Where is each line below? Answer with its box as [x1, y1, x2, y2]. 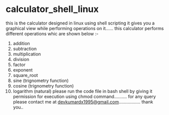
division [13, 56, 30, 62]
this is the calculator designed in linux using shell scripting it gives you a [6, 20, 155, 26]
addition [13, 40, 30, 46]
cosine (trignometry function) [13, 82, 74, 88]
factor [13, 61, 26, 67]
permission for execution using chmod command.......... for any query [13, 93, 156, 99]
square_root [13, 72, 38, 78]
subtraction [13, 45, 37, 51]
